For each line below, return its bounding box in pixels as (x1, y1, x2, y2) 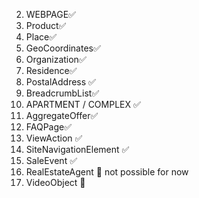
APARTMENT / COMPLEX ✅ (25, 99, 141, 110)
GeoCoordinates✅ (25, 42, 101, 54)
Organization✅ (25, 54, 87, 65)
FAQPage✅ (25, 121, 73, 133)
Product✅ (25, 20, 67, 31)
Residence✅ (25, 65, 78, 76)
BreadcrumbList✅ (25, 87, 100, 99)
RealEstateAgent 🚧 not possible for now (25, 166, 189, 178)
